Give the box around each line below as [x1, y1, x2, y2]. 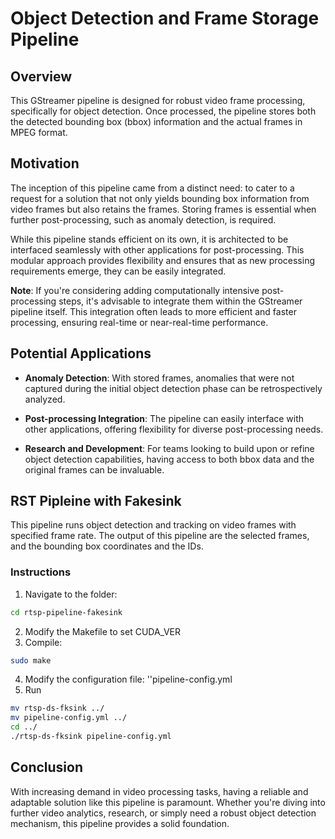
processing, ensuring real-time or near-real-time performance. [10, 316, 269, 328]
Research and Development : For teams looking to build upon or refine [24, 442, 315, 454]
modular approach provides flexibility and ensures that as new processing [10, 254, 315, 266]
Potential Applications [10, 345, 152, 362]
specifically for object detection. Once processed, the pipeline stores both [10, 105, 317, 117]
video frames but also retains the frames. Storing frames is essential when [10, 203, 317, 215]
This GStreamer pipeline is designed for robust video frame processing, [10, 95, 306, 106]
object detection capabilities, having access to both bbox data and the [24, 453, 315, 465]
